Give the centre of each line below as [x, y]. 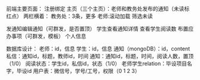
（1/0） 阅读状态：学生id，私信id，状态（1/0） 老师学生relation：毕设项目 [97, 63]
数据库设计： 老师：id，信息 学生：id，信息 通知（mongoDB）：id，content [98, 49]
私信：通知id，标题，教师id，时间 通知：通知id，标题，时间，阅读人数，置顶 [100, 56]
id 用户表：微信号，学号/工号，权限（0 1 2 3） [83, 71]
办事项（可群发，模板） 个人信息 [46, 36]
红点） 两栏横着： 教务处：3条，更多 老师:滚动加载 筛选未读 [80, 16]
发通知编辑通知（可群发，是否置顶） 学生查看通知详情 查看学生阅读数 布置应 [100, 29]
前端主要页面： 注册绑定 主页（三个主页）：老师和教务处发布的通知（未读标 [98, 9]
